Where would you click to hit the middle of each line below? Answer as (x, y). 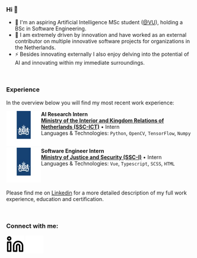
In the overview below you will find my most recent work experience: (90, 103)
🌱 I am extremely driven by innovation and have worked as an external (101, 35)
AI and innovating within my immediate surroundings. (80, 63)
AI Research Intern (64, 114)
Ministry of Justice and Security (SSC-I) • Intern (101, 157)
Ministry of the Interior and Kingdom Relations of (103, 120)
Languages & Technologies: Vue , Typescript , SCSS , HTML (108, 163)
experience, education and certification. (55, 199)
